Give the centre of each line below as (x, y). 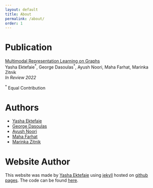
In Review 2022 (21, 77)
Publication (29, 47)
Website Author (38, 162)
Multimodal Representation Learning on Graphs (53, 61)
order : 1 (14, 23)
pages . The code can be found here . (42, 180)
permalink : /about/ (25, 19)
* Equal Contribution (25, 87)
